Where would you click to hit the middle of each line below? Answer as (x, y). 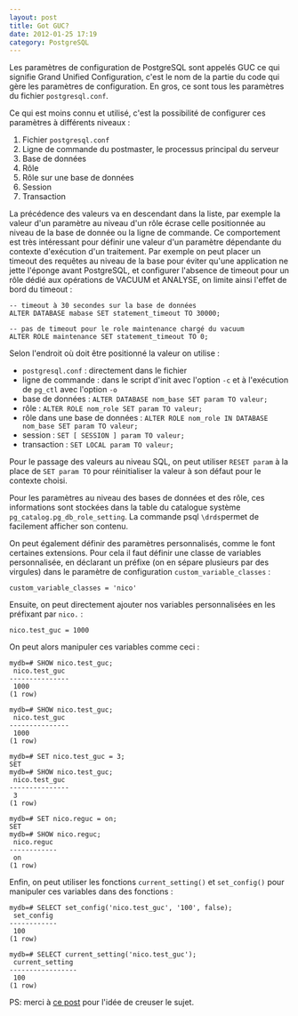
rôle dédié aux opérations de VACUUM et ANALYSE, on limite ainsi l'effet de (148, 280)
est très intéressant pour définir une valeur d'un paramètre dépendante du (145, 242)
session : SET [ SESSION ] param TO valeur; (103, 435)
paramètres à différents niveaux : (70, 123)
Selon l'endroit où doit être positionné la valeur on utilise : (115, 353)
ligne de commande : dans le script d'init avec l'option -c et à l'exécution (155, 380)
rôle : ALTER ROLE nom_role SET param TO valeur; (112, 408)
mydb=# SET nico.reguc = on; (63, 819)
